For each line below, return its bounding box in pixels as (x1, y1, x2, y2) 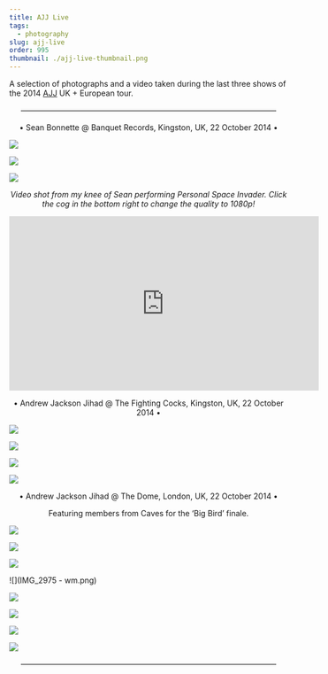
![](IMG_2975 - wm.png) (9, 575, 97, 585)
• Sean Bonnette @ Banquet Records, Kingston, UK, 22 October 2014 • (19, 122, 278, 133)
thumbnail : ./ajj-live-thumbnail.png (9, 54, 149, 63)
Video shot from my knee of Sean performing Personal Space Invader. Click (10, 190, 287, 199)
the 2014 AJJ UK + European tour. (9, 88, 134, 98)
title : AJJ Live (9, 12, 69, 22)
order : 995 (9, 46, 50, 55)
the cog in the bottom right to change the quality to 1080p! (42, 198, 256, 209)
